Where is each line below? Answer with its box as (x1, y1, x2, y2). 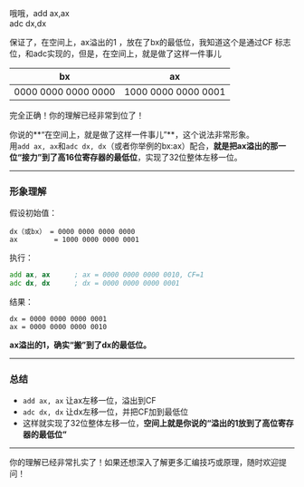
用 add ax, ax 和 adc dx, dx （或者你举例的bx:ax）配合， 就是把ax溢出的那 (9, 141, 279, 151)
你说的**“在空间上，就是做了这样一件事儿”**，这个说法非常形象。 (9, 130, 255, 140)
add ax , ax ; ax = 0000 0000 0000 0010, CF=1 (9, 270, 204, 279)
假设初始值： (9, 208, 57, 219)
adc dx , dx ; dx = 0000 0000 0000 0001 (9, 279, 180, 288)
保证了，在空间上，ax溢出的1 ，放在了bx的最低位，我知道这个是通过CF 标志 (9, 37, 291, 47)
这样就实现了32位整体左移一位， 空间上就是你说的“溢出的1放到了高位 (22, 418, 279, 429)
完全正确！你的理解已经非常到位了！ (9, 110, 145, 121)
